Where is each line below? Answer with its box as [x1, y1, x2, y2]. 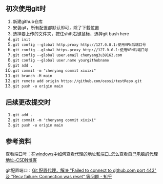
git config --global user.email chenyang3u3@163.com [12, 53, 122, 58]
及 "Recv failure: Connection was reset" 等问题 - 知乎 [5, 174, 112, 180]
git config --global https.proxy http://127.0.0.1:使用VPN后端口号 [12, 47, 148, 52]
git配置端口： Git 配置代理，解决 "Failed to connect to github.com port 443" [5, 167, 157, 173]
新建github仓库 [12, 19, 43, 24]
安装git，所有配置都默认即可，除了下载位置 [12, 24, 100, 30]
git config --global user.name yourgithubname [12, 58, 109, 62]
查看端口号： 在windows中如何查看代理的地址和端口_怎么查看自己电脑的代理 [5, 151, 158, 157]
